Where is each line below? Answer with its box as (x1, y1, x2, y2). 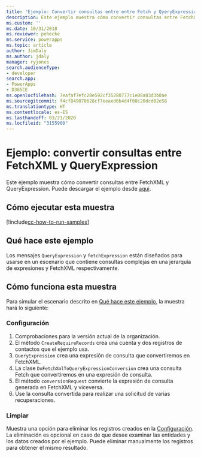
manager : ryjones (6, 59, 50, 65)
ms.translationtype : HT (6, 103, 66, 110)
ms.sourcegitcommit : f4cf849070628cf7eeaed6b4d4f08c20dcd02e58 (6, 98, 167, 104)
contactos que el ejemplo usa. (14, 345, 90, 353)
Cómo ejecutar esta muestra (6, 202, 115, 213)
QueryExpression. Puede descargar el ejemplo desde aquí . (6, 185, 151, 193)
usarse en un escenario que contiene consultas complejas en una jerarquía (6, 258, 191, 265)
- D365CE (6, 87, 28, 93)
